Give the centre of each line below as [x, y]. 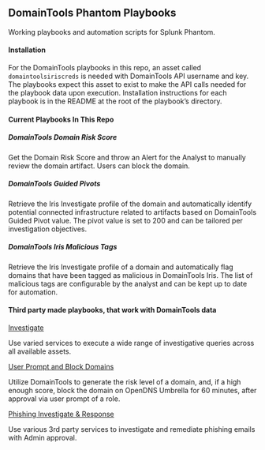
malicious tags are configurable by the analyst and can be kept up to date [128, 283]
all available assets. [40, 351]
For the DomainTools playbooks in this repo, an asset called [105, 68]
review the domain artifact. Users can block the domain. [99, 166]
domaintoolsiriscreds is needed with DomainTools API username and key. [129, 76]
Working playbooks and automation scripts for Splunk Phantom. [112, 32]
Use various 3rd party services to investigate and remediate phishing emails [132, 429]
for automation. [33, 292]
